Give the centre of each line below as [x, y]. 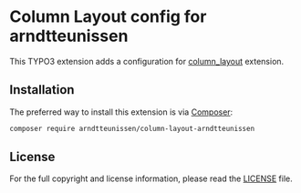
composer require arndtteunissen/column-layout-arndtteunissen [132, 128]
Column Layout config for [108, 17]
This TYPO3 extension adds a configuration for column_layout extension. [147, 61]
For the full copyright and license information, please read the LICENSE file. [151, 178]
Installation [42, 90]
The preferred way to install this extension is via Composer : [121, 112]
